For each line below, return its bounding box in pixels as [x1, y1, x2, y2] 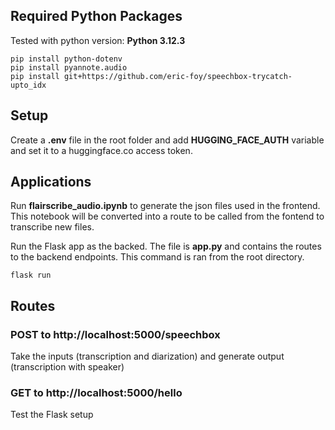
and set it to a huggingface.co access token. [10, 144, 193, 156]
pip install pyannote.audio [10, 62, 128, 73]
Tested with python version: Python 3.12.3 [10, 34, 186, 46]
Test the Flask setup [10, 409, 94, 421]
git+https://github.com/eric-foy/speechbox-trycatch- [63, 71, 293, 81]
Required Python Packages [10, 8, 183, 25]
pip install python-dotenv [10, 54, 123, 64]
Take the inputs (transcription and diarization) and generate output [10, 350, 285, 363]
